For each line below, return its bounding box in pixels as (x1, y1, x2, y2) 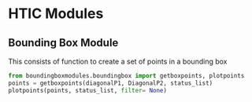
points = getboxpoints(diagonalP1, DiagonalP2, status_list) (8, 79, 213, 87)
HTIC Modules (8, 5, 104, 23)
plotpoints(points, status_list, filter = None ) (8, 86, 168, 94)
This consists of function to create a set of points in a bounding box (8, 56, 228, 66)
